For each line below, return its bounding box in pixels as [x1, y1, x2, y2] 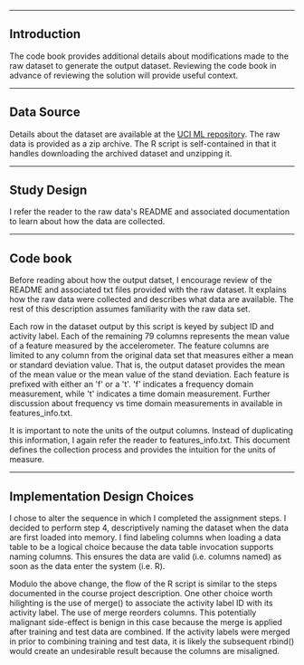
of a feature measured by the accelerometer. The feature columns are [9, 340, 270, 351]
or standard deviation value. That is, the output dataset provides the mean [9, 359, 286, 371]
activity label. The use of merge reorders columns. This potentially [9, 607, 257, 618]
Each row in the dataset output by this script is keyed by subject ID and [9, 321, 274, 332]
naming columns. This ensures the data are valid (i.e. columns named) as [9, 551, 282, 562]
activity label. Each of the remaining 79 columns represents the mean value [9, 331, 290, 342]
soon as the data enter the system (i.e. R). [9, 561, 166, 572]
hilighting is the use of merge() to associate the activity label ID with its [9, 598, 273, 609]
